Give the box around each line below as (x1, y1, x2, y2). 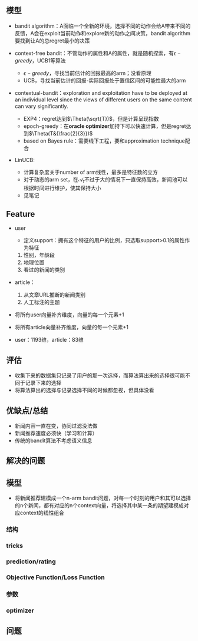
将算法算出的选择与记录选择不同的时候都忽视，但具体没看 (14, 386, 154, 394)
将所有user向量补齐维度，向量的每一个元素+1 (14, 311, 124, 318)
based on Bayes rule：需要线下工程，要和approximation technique (23, 137, 186, 144)
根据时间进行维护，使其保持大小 (23, 184, 101, 191)
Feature (6, 209, 35, 219)
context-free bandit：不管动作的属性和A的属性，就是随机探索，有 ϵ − (14, 49, 181, 57)
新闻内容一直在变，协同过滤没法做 (14, 422, 98, 429)
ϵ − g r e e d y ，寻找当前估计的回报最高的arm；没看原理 (23, 70, 152, 77)
